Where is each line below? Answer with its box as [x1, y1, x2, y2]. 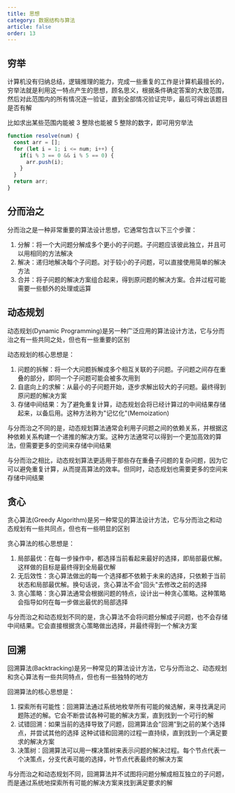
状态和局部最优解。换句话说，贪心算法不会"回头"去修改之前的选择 [17, 580, 208, 589]
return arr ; [13, 178, 49, 185]
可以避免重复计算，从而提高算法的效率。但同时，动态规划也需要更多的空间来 [7, 465, 228, 473]
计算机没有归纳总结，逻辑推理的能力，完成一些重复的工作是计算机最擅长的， [7, 78, 228, 86]
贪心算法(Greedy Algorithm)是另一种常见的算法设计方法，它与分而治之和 [7, 516, 216, 524]
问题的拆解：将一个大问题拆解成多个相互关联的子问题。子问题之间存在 [17, 365, 220, 373]
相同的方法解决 [29, 249, 73, 258]
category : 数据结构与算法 [7, 17, 76, 24]
